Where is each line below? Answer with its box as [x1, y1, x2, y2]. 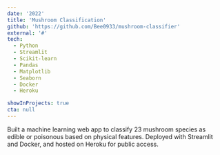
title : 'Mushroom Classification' [7, 17, 107, 24]
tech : [7, 36, 23, 43]
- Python [13, 42, 39, 49]
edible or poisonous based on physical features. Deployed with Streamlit [7, 132, 214, 140]
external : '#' [7, 29, 48, 37]
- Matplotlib [13, 68, 51, 75]
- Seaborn [13, 74, 41, 82]
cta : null [7, 107, 36, 113]
